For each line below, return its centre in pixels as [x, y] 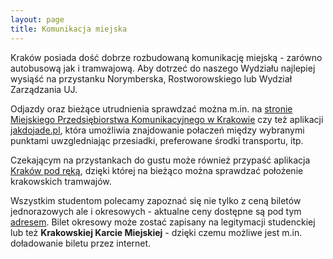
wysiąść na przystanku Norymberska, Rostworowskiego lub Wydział [151, 78]
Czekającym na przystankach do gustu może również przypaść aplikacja [160, 160]
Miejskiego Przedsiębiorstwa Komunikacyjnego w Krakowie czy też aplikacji [167, 119]
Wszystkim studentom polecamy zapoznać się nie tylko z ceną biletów [156, 200]
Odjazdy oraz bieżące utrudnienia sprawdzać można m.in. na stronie [151, 108]
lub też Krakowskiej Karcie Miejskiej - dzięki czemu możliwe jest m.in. [156, 232]
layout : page [37, 19]
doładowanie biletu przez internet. [81, 243]
